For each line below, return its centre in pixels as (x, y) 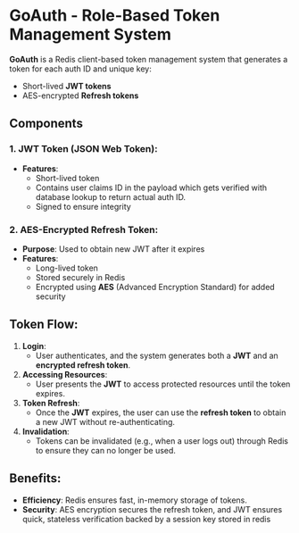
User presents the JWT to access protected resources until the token (163, 384)
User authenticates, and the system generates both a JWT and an (157, 355)
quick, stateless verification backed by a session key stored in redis (146, 519)
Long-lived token (66, 268)
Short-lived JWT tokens (66, 86)
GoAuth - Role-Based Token (115, 16)
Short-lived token (67, 178)
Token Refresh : (51, 403)
